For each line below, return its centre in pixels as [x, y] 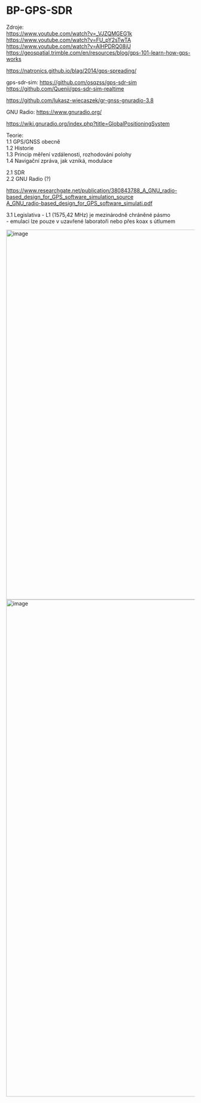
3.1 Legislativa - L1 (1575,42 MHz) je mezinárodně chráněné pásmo [88, 214]
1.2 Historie [20, 148]
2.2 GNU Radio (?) [28, 178]
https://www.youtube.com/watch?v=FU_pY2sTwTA [69, 40]
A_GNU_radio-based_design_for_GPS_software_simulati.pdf [79, 203]
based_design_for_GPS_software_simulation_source [70, 196]
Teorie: [15, 135]
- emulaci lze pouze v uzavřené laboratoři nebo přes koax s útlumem [91, 221]
